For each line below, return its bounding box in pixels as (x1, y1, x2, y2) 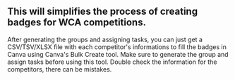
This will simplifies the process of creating (7, 6, 198, 18)
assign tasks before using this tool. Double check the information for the (7, 58, 217, 66)
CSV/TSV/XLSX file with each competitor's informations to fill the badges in (7, 42, 227, 51)
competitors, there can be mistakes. (7, 65, 112, 73)
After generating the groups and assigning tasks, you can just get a (7, 35, 203, 44)
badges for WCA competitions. (7, 17, 147, 29)
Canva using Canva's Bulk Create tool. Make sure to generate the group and (7, 50, 229, 58)
